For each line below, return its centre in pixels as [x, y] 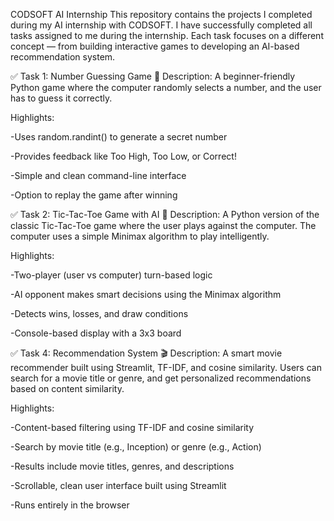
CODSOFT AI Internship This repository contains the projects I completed [161, 14]
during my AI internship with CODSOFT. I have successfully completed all [161, 25]
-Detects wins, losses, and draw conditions [99, 313]
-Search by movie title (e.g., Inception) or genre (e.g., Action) [136, 447]
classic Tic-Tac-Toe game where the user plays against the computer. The [163, 225]
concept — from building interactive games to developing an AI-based [155, 46]
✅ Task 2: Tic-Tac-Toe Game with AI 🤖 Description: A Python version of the [165, 214]
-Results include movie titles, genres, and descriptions [122, 466]
